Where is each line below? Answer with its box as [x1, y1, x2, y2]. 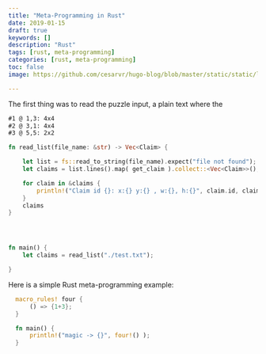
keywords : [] [8, 33, 51, 42]
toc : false [8, 63, 44, 71]
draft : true [8, 26, 47, 34]
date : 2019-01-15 [8, 19, 66, 27]
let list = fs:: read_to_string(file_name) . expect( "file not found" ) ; [22, 158, 257, 166]
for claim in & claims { [22, 179, 101, 187]
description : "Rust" [8, 41, 77, 49]
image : [8, 70, 30, 78]
